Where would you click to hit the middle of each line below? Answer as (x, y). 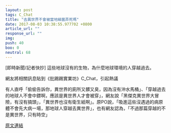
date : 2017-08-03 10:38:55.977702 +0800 (49, 24)
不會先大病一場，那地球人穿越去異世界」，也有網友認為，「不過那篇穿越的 (85, 108)
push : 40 (15, 43)
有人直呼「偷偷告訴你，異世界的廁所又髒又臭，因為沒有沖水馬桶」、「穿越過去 (85, 89)
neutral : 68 (18, 52)
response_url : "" (24, 34)
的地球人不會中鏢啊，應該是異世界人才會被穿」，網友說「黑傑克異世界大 (80, 95)
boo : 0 (12, 48)
